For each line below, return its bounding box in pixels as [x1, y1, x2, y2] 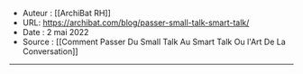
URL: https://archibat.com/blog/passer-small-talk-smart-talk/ [22, 17, 250, 28]
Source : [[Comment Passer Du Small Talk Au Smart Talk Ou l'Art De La [22, 36, 286, 47]
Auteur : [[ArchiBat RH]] [22, 8, 111, 18]
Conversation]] [22, 46, 78, 57]
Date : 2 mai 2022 [22, 27, 89, 37]
